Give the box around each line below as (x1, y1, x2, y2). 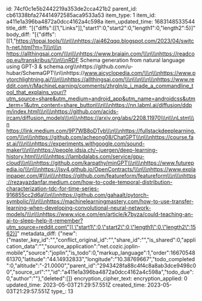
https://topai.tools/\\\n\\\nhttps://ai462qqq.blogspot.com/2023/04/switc (16, 37, 194, 44)
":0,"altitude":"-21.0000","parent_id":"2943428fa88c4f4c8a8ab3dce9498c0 (6, 262, 197, 269)
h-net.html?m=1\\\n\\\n (6, 44, 62, 51)
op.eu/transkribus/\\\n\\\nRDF (6, 57, 79, 63)
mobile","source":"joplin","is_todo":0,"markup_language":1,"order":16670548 (6, 249, 196, 256)
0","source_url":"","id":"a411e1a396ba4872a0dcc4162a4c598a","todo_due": (6, 268, 194, 276)
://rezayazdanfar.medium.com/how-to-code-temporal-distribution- (6, 178, 173, 186)
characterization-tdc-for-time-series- (6, 185, 99, 192)
